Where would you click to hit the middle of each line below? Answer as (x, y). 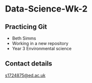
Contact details (29, 64)
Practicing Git (26, 27)
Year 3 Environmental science (42, 48)
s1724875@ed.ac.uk (25, 75)
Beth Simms (24, 38)
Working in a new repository (40, 43)
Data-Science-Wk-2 (46, 9)
